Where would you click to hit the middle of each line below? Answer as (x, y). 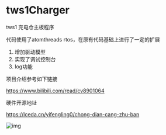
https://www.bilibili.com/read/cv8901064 (55, 91)
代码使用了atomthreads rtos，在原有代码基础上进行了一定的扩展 (83, 39)
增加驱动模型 (30, 52)
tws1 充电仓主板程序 (30, 27)
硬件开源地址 (21, 102)
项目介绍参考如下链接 (32, 79)
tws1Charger (38, 10)
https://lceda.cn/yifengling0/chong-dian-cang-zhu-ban (73, 114)
